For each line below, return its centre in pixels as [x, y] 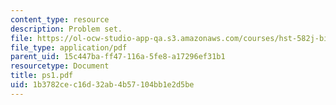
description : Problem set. [66, 29]
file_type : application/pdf [69, 47]
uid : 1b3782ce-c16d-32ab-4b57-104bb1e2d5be [102, 85]
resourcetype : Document [60, 66]
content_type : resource [60, 19]
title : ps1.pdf [42, 76]
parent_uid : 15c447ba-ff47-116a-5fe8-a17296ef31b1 [118, 57]
